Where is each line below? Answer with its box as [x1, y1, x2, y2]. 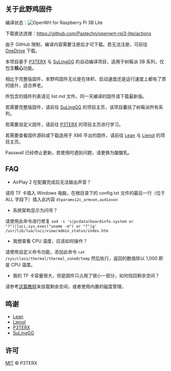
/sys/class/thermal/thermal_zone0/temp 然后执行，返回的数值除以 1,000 [5, 255, 158, 261]
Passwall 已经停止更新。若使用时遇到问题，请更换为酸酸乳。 [5, 149, 133, 155]
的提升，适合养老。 [5, 82, 46, 88]
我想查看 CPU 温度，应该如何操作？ [12, 238, 88, 244]
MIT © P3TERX [5, 360, 37, 366]
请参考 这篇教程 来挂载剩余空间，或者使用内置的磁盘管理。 [5, 283, 126, 290]
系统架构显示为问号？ [12, 207, 58, 213]
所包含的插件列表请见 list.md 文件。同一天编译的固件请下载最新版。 [5, 93, 147, 99]
